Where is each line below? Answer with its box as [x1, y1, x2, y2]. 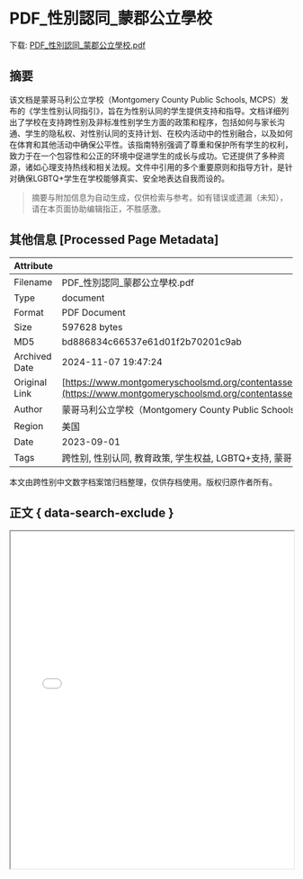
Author [13, 402, 43, 415]
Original [13, 375, 48, 388]
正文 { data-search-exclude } [9, 505, 174, 520]
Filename [13, 275, 53, 288]
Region [13, 419, 44, 432]
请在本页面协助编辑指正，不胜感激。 [31, 203, 166, 214]
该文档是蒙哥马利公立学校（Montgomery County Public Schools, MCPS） [9, 94, 281, 104]
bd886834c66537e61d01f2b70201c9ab [61, 335, 243, 347]
